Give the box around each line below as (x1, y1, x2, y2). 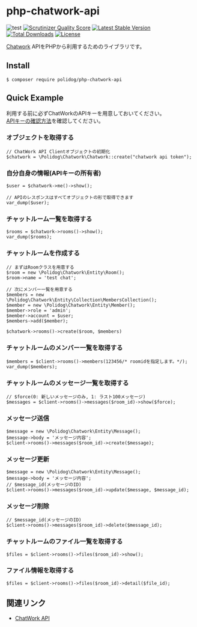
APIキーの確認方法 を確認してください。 (6, 117, 104, 124)
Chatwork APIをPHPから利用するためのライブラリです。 (6, 43, 145, 50)
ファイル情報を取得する (6, 566, 74, 575)
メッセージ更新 (6, 455, 50, 463)
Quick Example (6, 93, 64, 103)
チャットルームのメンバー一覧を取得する (6, 344, 123, 352)
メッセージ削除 (6, 501, 50, 510)
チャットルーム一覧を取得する (6, 215, 92, 223)
